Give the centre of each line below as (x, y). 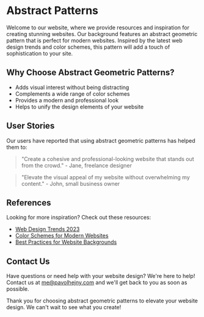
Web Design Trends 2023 (47, 229)
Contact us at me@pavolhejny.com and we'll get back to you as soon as (97, 283)
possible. (18, 289)
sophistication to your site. (40, 53)
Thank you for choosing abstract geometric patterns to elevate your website (102, 301)
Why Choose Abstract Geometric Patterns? (91, 73)
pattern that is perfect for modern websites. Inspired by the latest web (95, 40)
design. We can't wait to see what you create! (64, 307)
